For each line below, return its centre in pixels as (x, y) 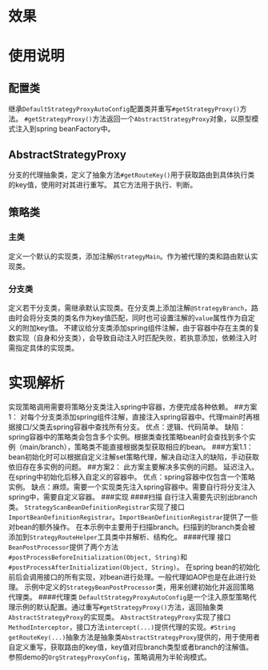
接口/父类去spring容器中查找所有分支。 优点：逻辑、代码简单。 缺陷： (130, 427)
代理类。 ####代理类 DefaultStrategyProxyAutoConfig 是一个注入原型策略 (129, 596)
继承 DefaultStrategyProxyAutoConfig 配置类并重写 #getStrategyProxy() (124, 109)
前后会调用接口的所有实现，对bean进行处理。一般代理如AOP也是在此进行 (129, 576)
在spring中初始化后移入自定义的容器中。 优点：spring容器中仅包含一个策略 (132, 476)
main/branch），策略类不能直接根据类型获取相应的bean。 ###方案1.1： (138, 447)
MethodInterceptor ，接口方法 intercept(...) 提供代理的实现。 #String (122, 627)
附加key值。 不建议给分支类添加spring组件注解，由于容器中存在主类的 (138, 327)
